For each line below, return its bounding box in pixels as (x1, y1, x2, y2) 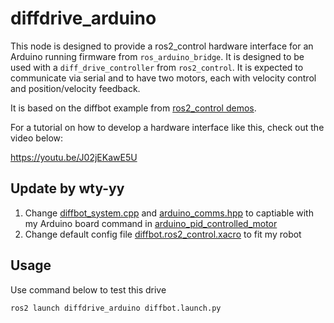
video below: (10, 132, 64, 144)
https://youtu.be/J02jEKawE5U (10, 151, 138, 163)
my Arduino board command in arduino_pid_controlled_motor (24, 217, 278, 229)
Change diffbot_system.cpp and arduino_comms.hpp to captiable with (24, 207, 314, 219)
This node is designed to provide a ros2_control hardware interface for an (10, 40, 314, 52)
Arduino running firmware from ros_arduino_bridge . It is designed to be (10, 50, 305, 62)
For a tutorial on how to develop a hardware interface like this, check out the (10, 121, 325, 133)
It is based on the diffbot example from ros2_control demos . (10, 102, 257, 114)
